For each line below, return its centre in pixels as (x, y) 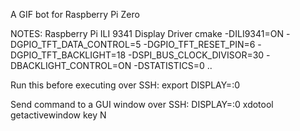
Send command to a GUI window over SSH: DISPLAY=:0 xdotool (142, 104)
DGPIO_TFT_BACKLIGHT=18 (68, 55)
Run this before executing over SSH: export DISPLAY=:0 (125, 85)
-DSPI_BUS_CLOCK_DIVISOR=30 (196, 55)
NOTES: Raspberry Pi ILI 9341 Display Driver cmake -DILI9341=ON (147, 33)
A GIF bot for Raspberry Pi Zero (75, 14)
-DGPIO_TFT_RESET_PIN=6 (199, 44)
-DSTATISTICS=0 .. (173, 65)
